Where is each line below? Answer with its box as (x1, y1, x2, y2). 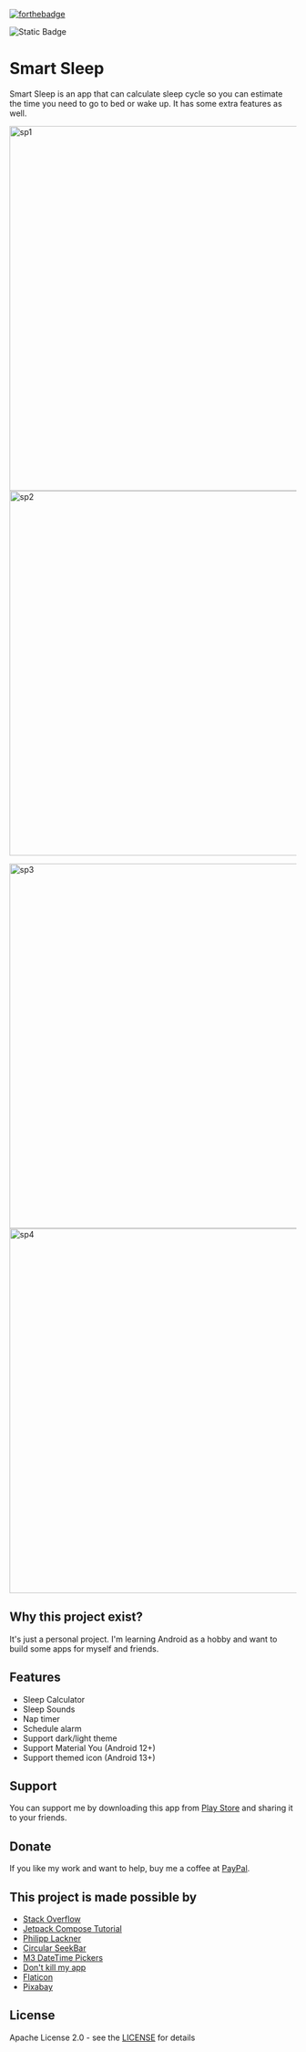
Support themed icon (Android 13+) (22, 1752, 157, 1763)
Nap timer (22, 1713, 61, 1724)
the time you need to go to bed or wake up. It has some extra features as (9, 98, 282, 109)
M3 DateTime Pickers (22, 1953, 103, 1963)
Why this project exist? (9, 1610, 143, 1625)
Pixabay (22, 1982, 53, 1992)
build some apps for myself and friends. (9, 1643, 159, 1654)
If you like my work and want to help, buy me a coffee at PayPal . (9, 1863, 250, 1874)
